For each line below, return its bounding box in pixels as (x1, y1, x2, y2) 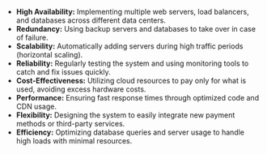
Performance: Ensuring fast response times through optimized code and (15, 93, 260, 102)
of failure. (15, 32, 49, 42)
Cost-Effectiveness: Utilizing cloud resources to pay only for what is (15, 76, 247, 85)
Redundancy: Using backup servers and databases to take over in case (15, 24, 256, 33)
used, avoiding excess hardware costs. (15, 84, 146, 94)
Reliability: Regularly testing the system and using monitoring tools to (15, 58, 249, 68)
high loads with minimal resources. (15, 136, 133, 145)
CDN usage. (15, 101, 57, 111)
